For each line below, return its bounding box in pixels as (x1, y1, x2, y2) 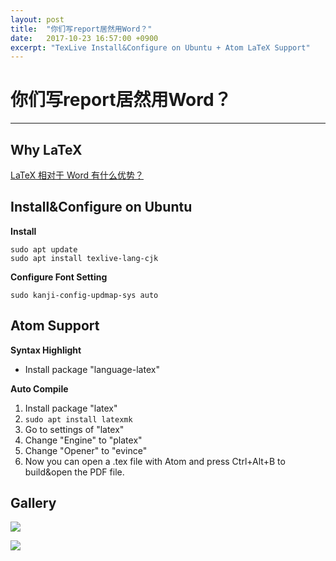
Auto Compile (10, 382, 69, 395)
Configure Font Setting (10, 271, 108, 283)
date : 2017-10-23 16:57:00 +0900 (10, 33, 159, 43)
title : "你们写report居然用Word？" (10, 24, 153, 34)
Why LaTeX (10, 141, 83, 158)
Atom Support (10, 317, 100, 335)
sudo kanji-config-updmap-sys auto (10, 290, 159, 300)
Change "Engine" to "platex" (24, 434, 143, 446)
